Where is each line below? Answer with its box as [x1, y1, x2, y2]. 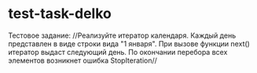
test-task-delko [8, 5, 112, 23]
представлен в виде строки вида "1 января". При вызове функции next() [8, 38, 250, 48]
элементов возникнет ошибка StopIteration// [8, 56, 157, 65]
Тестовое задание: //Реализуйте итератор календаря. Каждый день [8, 31, 237, 40]
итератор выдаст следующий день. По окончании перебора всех [8, 47, 228, 57]
